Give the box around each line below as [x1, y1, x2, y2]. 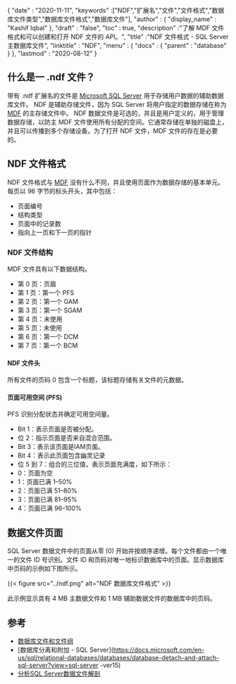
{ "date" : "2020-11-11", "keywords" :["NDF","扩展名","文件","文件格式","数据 [7, 6, 225, 14]
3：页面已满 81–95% [17, 495, 77, 504]
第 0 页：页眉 [17, 279, 56, 288]
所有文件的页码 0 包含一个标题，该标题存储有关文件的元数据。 [7, 376, 188, 384]
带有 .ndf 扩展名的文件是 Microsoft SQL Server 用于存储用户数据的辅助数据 [7, 91, 224, 100]
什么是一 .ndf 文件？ [7, 71, 95, 83]
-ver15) [99, 661, 121, 669]
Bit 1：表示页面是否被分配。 [17, 425, 98, 433]
